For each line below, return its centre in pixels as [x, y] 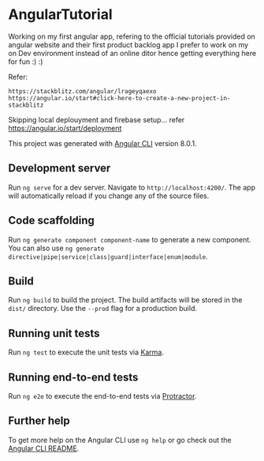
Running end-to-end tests [73, 377]
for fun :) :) [26, 62]
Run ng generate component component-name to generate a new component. [130, 239]
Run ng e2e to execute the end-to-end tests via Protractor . [102, 396]
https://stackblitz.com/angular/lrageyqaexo [82, 91]
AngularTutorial [60, 15]
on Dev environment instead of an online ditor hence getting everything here [132, 53]
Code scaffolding [51, 221]
